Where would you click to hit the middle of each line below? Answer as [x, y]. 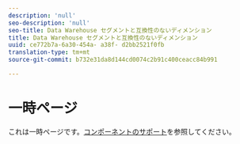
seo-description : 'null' [49, 23]
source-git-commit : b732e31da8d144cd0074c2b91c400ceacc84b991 [113, 60]
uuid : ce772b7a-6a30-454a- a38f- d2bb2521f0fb [86, 45]
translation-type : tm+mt [49, 52]
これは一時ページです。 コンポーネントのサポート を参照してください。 [122, 131]
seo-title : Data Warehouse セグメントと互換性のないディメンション [110, 30]
